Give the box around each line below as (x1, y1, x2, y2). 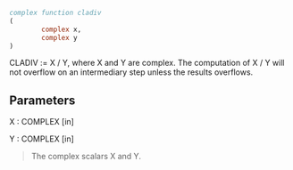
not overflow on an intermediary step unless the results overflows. (9, 67, 254, 77)
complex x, (41, 25, 82, 34)
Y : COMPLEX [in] (9, 134, 74, 144)
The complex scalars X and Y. (30, 151, 141, 162)
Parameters (9, 93, 76, 108)
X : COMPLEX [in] (9, 117, 74, 127)
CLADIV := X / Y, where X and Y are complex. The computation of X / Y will (9, 58, 285, 69)
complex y (41, 33, 78, 42)
